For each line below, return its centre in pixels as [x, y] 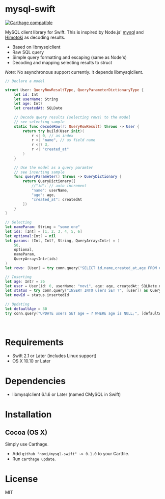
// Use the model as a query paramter [54, 167]
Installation [28, 414]
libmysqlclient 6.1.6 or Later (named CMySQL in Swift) [67, 394]
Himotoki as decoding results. [35, 37]
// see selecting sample [39, 122]
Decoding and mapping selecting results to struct [62, 62]
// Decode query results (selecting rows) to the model [72, 117]
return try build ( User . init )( [54, 131]
